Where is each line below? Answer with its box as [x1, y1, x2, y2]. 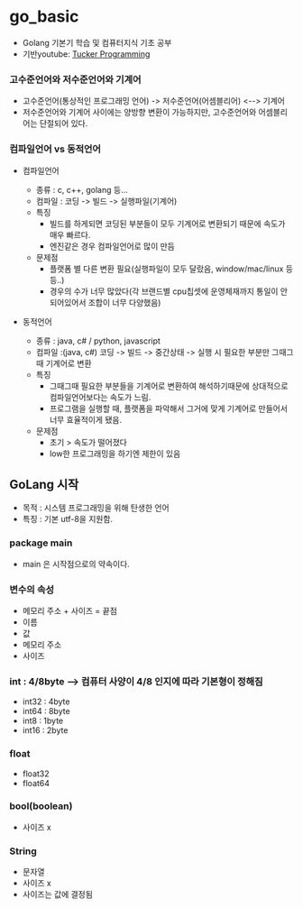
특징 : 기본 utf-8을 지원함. [22, 514, 114, 525]
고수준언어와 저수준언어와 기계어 [9, 73, 142, 86]
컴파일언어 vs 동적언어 [9, 142, 102, 155]
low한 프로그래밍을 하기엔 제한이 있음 [49, 448, 181, 459]
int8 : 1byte [22, 715, 64, 727]
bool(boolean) [9, 800, 73, 812]
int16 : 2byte [22, 725, 69, 736]
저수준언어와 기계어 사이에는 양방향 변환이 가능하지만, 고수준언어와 [22, 106, 257, 118]
